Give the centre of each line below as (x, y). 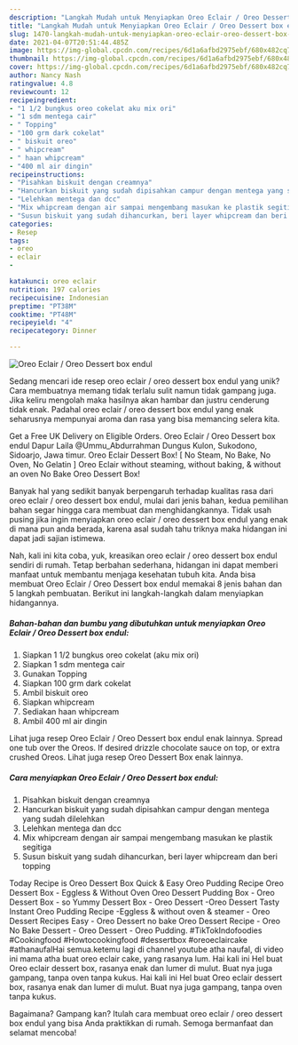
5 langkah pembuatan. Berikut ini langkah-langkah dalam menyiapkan (137, 593)
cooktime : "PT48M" (43, 315)
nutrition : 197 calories (55, 290)
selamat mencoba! (43, 1033)
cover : (21, 68)
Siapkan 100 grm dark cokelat (76, 683)
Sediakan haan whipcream (71, 711)
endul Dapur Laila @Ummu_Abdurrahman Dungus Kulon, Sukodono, (133, 446)
